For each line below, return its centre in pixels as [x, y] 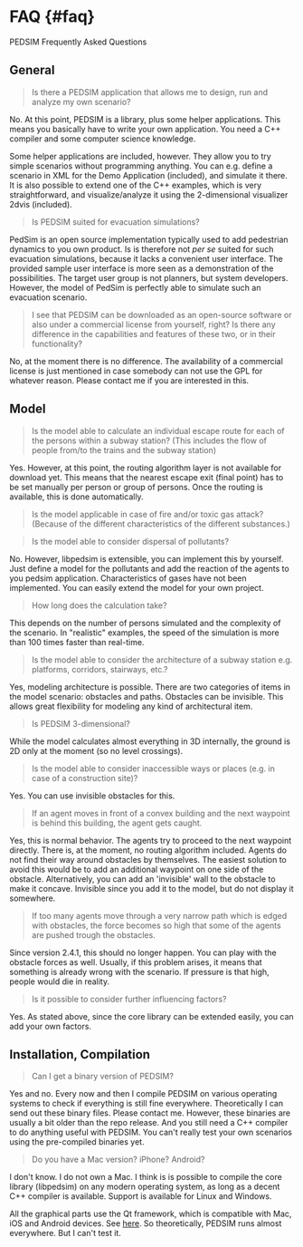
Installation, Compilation [80, 1054]
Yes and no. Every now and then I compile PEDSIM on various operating [143, 1094]
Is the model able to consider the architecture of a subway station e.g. [162, 660]
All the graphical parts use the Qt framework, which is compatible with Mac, [151, 1214]
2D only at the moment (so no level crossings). [96, 750]
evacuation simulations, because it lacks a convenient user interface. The [146, 258]
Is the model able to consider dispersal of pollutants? [130, 541]
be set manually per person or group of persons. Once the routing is [137, 487]
